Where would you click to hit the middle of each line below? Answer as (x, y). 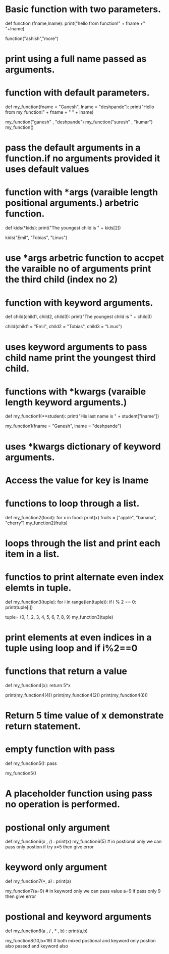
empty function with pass (60, 749)
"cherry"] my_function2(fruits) (37, 523)
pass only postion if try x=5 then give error (50, 847)
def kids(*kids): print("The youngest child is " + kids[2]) (63, 228)
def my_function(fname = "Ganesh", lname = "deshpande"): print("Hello (80, 107)
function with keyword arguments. (79, 303)
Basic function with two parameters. (83, 9)
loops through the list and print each (83, 543)
